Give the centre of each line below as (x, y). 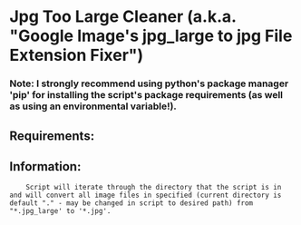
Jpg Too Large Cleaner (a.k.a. (123, 17)
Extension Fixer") (77, 55)
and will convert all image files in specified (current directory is (146, 196)
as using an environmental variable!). (93, 106)
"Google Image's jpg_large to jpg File (151, 36)
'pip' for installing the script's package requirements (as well (146, 95)
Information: (45, 166)
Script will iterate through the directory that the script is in (154, 188)
